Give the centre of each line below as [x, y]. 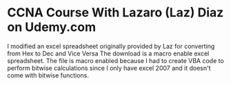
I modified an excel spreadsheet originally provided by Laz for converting [111, 46]
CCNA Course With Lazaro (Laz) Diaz [115, 13]
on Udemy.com [52, 27]
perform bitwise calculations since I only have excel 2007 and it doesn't [109, 68]
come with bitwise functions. [48, 75]
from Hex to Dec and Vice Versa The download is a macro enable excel [108, 53]
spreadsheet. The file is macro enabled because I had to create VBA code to [115, 60]
